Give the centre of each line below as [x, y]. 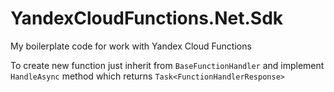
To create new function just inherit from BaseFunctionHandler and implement [167, 65]
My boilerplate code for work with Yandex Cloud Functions [131, 46]
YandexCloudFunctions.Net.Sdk [147, 18]
